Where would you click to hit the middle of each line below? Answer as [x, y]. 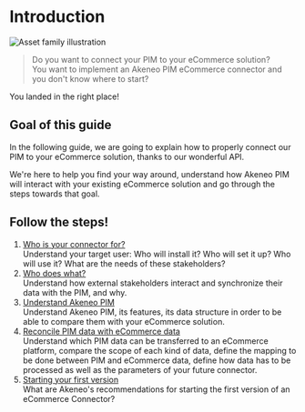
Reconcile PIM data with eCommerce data [101, 331]
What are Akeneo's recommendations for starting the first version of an [156, 389]
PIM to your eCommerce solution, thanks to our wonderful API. [127, 156]
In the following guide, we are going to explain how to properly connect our [150, 146]
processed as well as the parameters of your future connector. [140, 369]
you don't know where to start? [90, 78]
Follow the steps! [59, 222]
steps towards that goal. [55, 194]
